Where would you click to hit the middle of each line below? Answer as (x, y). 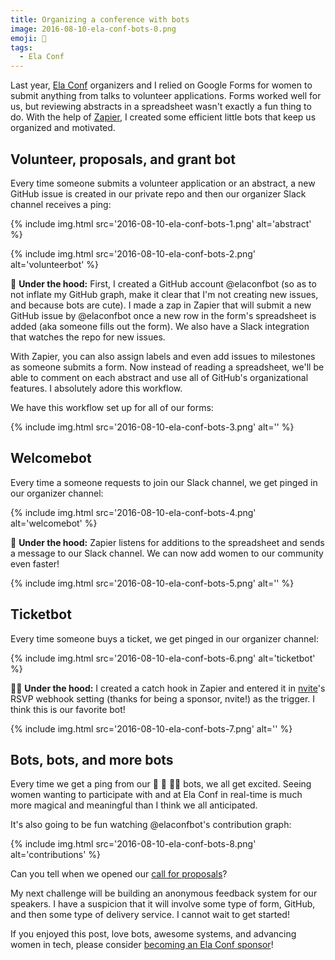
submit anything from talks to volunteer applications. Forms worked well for (166, 96)
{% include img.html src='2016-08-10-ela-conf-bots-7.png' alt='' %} (151, 728)
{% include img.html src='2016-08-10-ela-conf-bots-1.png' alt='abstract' (161, 223)
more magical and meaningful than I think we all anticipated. (134, 805)
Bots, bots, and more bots (92, 759)
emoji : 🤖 (28, 38)
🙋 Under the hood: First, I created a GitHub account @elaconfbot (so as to (163, 283)
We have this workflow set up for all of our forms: (112, 407)
